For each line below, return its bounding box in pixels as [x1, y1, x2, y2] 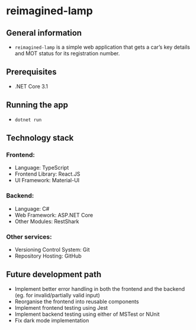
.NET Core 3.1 [14, 82, 49, 90]
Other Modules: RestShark [14, 218, 79, 225]
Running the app [6, 100, 68, 110]
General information [6, 28, 82, 38]
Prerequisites [6, 67, 57, 77]
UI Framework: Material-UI [14, 177, 80, 184]
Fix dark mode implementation [14, 316, 89, 324]
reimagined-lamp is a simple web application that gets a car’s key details [14, 43, 191, 50]
